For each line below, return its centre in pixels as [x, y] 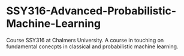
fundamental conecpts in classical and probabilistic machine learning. [92, 46]
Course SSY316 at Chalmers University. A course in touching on [85, 40]
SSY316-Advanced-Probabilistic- [91, 11]
